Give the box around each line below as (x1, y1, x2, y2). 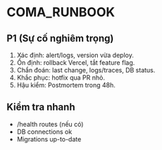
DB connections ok (16, 127, 73, 136)
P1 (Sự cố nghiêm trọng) (6, 32, 114, 44)
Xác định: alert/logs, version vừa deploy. (16, 51, 135, 59)
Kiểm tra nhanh (6, 101, 75, 113)
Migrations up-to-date (16, 135, 82, 143)
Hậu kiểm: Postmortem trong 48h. (16, 81, 116, 89)
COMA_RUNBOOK (6, 4, 116, 20)
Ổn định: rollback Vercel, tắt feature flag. (16, 58, 135, 67)
